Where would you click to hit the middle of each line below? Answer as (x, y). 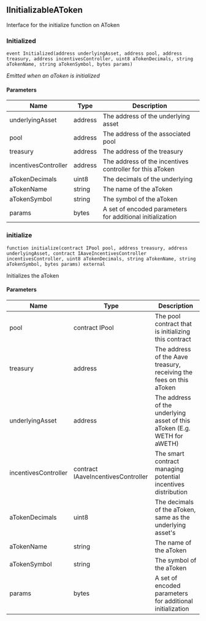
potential (167, 477)
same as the (172, 517)
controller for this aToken (139, 170)
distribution (171, 492)
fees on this (172, 380)
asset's (165, 533)
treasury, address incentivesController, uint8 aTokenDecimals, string (100, 59)
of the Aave (171, 357)
